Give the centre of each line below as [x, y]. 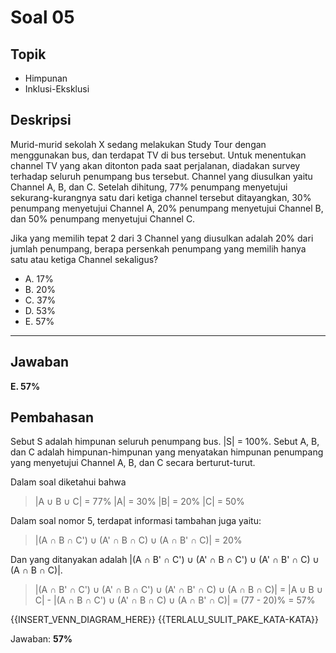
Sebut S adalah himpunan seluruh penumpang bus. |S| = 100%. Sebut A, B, [165, 442]
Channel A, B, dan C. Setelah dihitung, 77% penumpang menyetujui [149, 187]
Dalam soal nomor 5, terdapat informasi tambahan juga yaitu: [136, 521]
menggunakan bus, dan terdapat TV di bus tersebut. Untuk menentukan [158, 155]
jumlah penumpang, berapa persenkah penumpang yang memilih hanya [158, 248]
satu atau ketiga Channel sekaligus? [84, 259]
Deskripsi [41, 120]
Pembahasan [52, 417]
